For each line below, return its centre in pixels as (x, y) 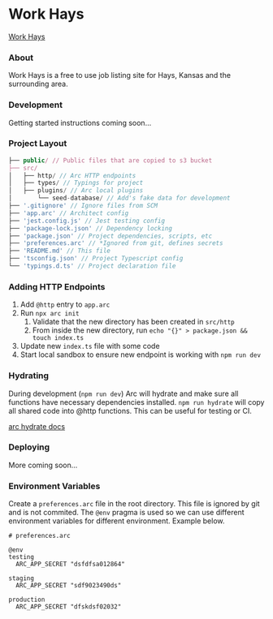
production (27, 600)
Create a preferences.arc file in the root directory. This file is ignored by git (134, 504)
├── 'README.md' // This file (60, 251)
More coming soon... (43, 465)
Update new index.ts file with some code (90, 346)
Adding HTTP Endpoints (57, 286)
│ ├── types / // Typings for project (76, 183)
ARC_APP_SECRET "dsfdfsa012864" (71, 565)
